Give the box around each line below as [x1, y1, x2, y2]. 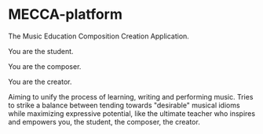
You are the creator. [8, 77, 72, 86]
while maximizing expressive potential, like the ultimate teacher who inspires [8, 108, 256, 118]
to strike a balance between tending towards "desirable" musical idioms [8, 100, 241, 110]
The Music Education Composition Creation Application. [8, 31, 190, 41]
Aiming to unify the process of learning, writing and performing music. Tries [8, 92, 254, 101]
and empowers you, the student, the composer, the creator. [8, 117, 200, 126]
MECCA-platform [8, 5, 123, 24]
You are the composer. [8, 61, 82, 71]
